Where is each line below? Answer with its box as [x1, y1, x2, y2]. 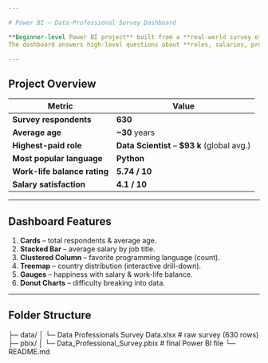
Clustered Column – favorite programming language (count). [19, 253, 221, 262]
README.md [8, 346, 50, 356]
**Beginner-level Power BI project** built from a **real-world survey [8, 33, 251, 41]
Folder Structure [8, 309, 92, 322]
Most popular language [12, 153, 103, 164]
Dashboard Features [8, 215, 112, 228]
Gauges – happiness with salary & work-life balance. [19, 270, 193, 279]
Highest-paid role [12, 140, 82, 152]
